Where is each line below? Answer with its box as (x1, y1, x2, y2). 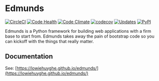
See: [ (5, 65, 17, 71)
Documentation (5, 53, 53, 61)
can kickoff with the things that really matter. (5, 38, 94, 44)
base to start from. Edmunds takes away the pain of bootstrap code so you (5, 33, 155, 39)
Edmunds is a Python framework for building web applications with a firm (5, 28, 152, 34)
